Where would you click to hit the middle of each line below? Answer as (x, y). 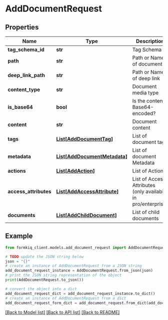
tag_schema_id (26, 49)
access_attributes (29, 191)
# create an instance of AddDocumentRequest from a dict (66, 298)
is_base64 (20, 107)
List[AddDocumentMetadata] (92, 156)
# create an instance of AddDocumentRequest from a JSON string (73, 266)
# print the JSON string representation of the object (63, 275)
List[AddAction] (75, 171)
